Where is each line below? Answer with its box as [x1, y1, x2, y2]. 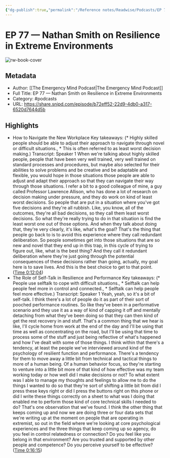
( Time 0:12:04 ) [12, 269, 44, 275]
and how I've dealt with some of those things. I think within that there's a [12, 339, 164, 345]
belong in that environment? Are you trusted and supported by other [12, 437, 155, 443]
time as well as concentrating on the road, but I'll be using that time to [12, 329, 158, 335]
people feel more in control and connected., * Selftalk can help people [12, 286, 159, 292]
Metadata [5, 72, 36, 80]
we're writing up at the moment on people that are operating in [12, 415, 144, 421]
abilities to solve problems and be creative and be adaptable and [12, 167, 148, 173]
